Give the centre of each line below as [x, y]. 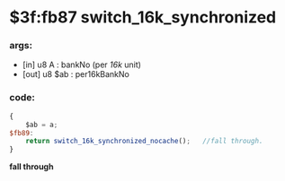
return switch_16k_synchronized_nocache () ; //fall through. [144, 142]
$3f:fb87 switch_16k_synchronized [143, 17]
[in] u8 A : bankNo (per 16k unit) [82, 65]
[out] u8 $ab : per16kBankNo [76, 74]
